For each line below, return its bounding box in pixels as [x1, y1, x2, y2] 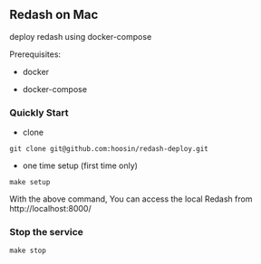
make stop [9, 246, 47, 256]
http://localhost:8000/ [9, 203, 92, 214]
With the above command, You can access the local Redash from [9, 193, 253, 204]
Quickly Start [9, 106, 70, 118]
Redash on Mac [9, 7, 99, 23]
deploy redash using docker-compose [9, 31, 152, 42]
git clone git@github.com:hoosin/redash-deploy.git [9, 145, 208, 154]
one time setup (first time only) [22, 160, 139, 171]
